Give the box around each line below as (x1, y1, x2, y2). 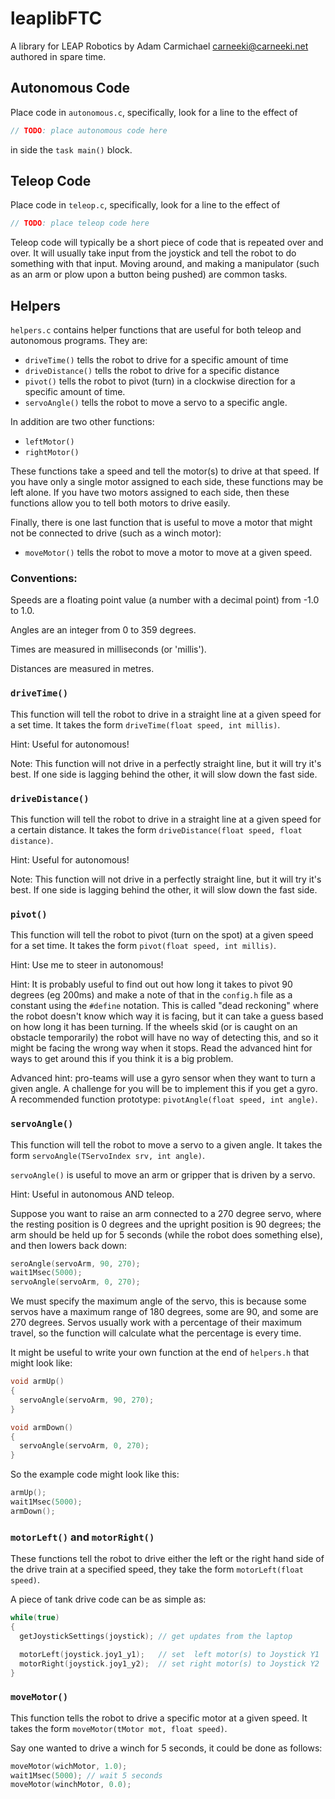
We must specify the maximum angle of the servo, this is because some (10, 1295, 307, 1307)
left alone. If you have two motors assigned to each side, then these (10, 487, 290, 499)
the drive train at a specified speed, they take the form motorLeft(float (10, 1563, 304, 1576)
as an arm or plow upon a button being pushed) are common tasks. (10, 268, 288, 281)
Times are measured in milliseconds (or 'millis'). (10, 643, 207, 656)
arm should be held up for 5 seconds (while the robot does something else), (10, 1228, 323, 1241)
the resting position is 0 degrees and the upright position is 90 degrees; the (10, 1218, 322, 1230)
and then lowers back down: (10, 1239, 128, 1251)
